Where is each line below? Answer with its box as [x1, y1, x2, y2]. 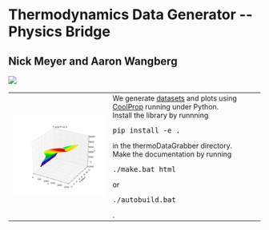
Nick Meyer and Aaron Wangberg [8, 54, 178, 68]
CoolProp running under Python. [112, 101, 219, 111]
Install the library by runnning [112, 110, 209, 120]
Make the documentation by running [112, 149, 232, 159]
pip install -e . [112, 125, 181, 135]
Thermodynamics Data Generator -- [8, 6, 253, 24]
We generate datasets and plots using [112, 93, 238, 103]
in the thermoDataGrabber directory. [112, 141, 233, 150]
